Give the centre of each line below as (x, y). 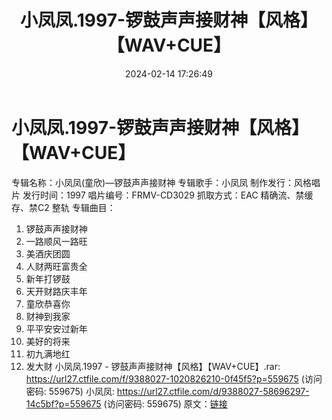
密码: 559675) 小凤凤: (70, 391)
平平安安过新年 (56, 328)
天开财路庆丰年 (56, 291)
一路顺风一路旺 (56, 241)
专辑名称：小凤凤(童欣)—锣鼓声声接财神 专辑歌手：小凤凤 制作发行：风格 (162, 182)
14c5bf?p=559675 (63, 403)
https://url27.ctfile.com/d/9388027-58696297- (213, 391)
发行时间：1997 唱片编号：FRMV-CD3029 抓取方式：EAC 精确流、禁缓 (168, 195)
